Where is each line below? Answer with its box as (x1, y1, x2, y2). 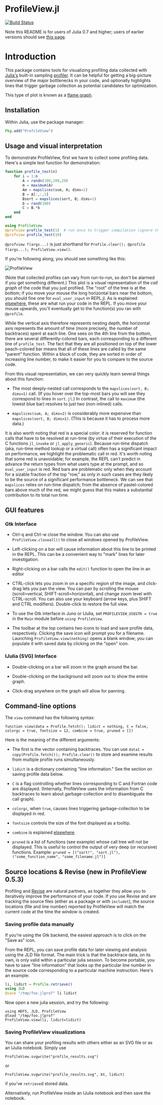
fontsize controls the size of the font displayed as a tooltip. (12, 820, 131, 826)
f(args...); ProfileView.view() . (5, 246, 72, 252)
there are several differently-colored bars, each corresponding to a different (5, 335, 157, 341)
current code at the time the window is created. (5, 909, 100, 915)
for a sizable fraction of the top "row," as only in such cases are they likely (5, 471, 153, 477)
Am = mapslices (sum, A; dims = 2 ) (22, 187, 88, 192)
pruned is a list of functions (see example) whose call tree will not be (12, 839, 149, 845)
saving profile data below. (12, 771, 64, 777)
